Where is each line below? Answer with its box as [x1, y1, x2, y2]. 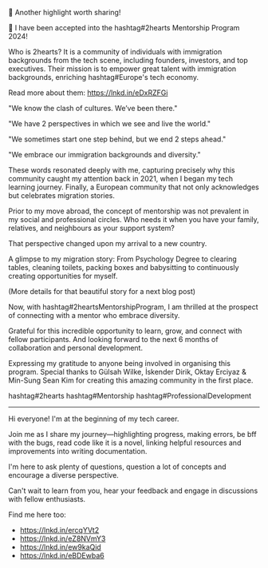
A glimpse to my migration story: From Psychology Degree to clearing [8, 254, 237, 264]
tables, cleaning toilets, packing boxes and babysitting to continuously [8, 263, 239, 272]
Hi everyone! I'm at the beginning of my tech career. [8, 414, 179, 423]
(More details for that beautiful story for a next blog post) [8, 287, 196, 296]
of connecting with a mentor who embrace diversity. [8, 311, 180, 320]
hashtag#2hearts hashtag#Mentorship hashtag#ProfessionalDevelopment [8, 391, 252, 400]
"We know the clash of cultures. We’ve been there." [8, 104, 178, 113]
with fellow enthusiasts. [8, 495, 86, 503]
